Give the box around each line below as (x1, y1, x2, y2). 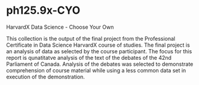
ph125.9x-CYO (6, 4, 81, 17)
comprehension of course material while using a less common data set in (6, 66, 186, 74)
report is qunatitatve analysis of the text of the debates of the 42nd (6, 54, 172, 61)
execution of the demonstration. (6, 73, 85, 80)
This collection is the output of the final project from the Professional (6, 35, 175, 42)
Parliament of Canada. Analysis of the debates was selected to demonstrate (6, 60, 194, 68)
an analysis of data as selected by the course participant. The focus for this (6, 47, 192, 54)
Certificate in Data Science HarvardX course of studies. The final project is (6, 41, 190, 48)
